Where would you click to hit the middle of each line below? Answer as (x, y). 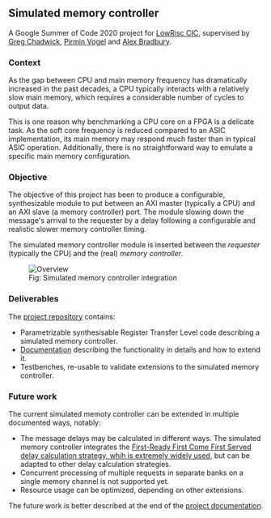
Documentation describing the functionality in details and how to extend (140, 349)
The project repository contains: (62, 316)
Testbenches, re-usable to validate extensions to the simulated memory (140, 366)
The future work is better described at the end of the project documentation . (136, 505)
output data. (29, 106)
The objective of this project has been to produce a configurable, (117, 195)
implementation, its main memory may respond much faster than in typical (132, 139)
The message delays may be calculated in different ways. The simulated (140, 438)
